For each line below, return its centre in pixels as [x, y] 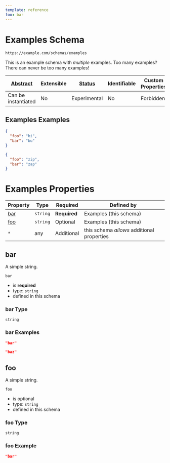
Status [87, 84]
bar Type [16, 309]
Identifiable [122, 84]
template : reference [27, 10]
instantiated [22, 102]
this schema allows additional [119, 230]
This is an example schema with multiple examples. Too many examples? [81, 63]
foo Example [21, 446]
